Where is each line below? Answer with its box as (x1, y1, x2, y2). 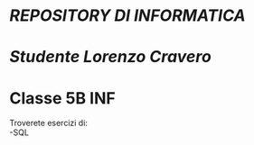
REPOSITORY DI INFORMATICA (9, 5, 246, 26)
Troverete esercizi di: (9, 118, 89, 129)
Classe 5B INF (9, 87, 116, 108)
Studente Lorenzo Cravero (9, 47, 212, 68)
